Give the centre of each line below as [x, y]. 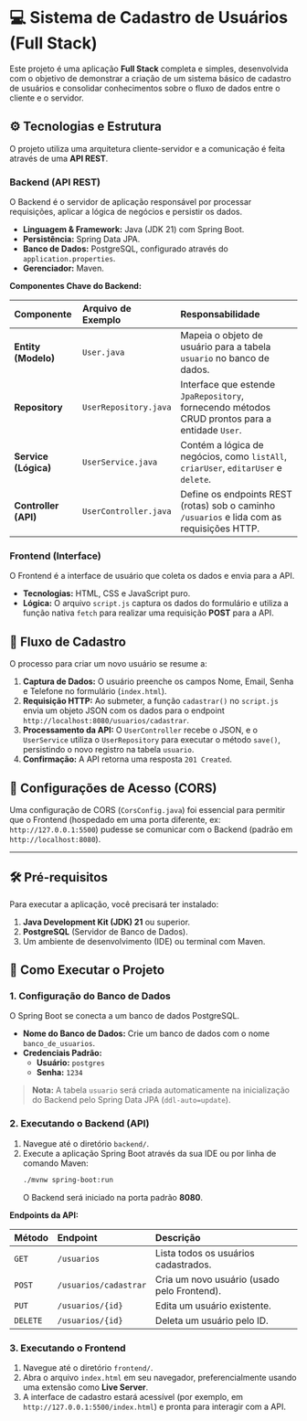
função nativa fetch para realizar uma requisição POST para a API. [148, 613]
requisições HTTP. [220, 529]
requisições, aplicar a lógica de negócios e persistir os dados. [126, 212]
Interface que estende [228, 385]
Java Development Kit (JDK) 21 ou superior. [106, 922]
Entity [27, 347]
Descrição [178, 1237]
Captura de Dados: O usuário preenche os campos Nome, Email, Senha [158, 681]
